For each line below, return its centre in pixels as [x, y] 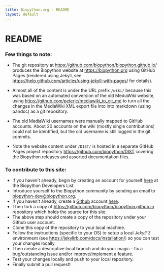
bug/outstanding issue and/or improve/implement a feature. [73, 254]
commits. [21, 136]
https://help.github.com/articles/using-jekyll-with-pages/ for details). [82, 81]
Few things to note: [29, 54]
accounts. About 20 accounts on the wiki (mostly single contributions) [83, 126]
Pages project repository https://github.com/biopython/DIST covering [83, 151]
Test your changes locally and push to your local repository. [73, 259]
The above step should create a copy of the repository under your [79, 217]
